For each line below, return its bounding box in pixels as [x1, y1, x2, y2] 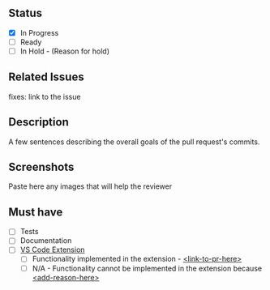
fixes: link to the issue [8, 92, 81, 101]
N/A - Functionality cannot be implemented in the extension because [32, 263, 262, 273]
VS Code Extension [19, 245, 85, 254]
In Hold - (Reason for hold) [19, 46, 110, 56]
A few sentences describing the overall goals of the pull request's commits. [8, 137, 260, 147]
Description [8, 115, 69, 129]
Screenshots [8, 160, 75, 174]
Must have [8, 205, 63, 219]
